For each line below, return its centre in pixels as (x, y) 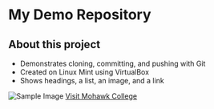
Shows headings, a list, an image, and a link (92, 81)
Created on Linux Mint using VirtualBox (85, 72)
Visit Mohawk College (101, 96)
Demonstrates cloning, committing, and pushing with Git (113, 63)
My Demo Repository (80, 15)
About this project (55, 44)
